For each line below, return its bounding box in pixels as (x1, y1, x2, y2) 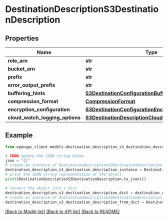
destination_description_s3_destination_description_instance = (5, 167, 142, 172)
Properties (5, 34, 39, 42)
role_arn (7, 57, 28, 64)
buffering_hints (7, 90, 45, 96)
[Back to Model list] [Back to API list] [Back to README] (5, 208, 120, 214)
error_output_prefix (7, 81, 55, 88)
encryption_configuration (7, 106, 70, 113)
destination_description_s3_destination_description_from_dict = (5, 199, 144, 204)
